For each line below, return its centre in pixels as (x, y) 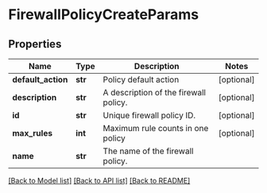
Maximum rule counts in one (156, 128)
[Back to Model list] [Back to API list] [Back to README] (99, 181)
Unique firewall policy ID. (149, 115)
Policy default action (141, 79)
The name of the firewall (148, 151)
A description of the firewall (155, 93)
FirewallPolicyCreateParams (104, 15)
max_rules (33, 133)
